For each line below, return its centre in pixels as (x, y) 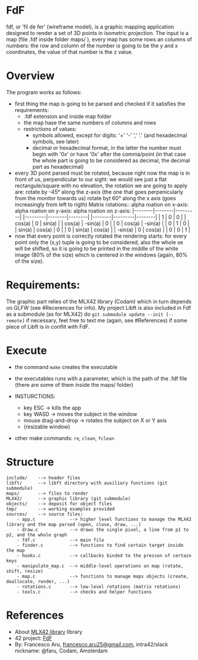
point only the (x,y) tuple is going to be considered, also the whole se (99, 242)
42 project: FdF (33, 638)
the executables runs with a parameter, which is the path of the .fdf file (101, 378)
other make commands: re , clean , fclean (64, 438)
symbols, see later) (56, 141)
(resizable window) (47, 427)
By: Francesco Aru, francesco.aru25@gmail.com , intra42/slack (91, 644)
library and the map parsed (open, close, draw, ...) (74, 524)
